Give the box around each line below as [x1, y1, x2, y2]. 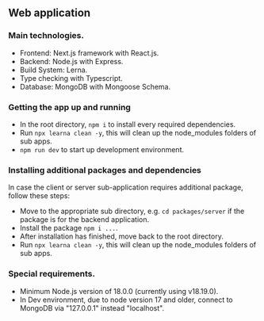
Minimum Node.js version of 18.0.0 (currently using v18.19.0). [19, 286, 219, 296]
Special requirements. [8, 269, 95, 280]
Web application [8, 6, 91, 20]
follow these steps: [8, 191, 70, 201]
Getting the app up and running [8, 101, 131, 113]
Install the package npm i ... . [19, 224, 118, 233]
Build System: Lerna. [19, 65, 88, 75]
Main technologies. [8, 30, 85, 41]
